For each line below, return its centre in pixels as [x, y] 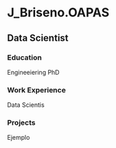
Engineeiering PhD [33, 72]
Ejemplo [19, 138]
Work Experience [37, 90]
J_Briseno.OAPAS [58, 13]
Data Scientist [38, 38]
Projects [21, 123]
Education [25, 58]
